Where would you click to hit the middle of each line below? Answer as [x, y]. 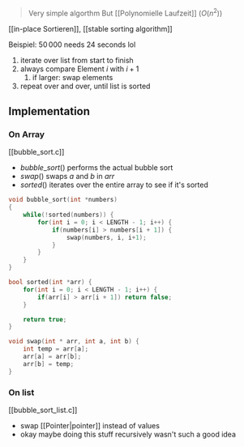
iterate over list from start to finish [77, 60]
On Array [27, 134]
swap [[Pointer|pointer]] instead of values [90, 426]
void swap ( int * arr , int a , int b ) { [74, 342]
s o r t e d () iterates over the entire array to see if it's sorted [114, 185]
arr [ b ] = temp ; [49, 364]
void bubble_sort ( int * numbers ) [63, 200]
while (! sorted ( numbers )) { [68, 215]
